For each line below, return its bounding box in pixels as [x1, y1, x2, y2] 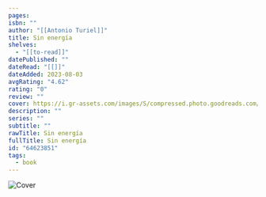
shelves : [8, 41, 37, 49]
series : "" [8, 115, 44, 123]
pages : [8, 11, 30, 20]
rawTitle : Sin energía [8, 129, 83, 137]
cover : [8, 100, 30, 108]
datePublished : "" [8, 56, 69, 64]
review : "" [8, 93, 44, 100]
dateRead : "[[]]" [8, 63, 66, 71]
